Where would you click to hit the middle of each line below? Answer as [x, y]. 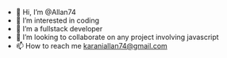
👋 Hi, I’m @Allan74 [46, 12]
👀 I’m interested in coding [58, 20]
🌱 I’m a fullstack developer [59, 29]
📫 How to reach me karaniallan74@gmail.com [92, 46]
